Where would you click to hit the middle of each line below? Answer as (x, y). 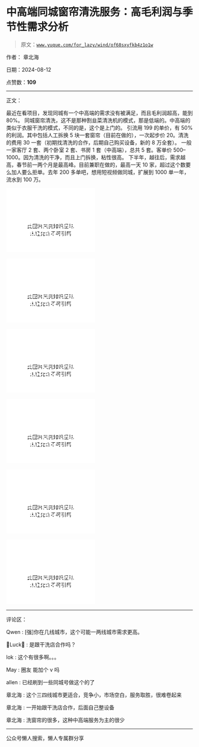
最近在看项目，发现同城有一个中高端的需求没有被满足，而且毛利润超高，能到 (99, 112)
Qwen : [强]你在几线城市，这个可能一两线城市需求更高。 (75, 632)
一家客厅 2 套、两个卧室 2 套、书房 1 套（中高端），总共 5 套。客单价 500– (96, 150)
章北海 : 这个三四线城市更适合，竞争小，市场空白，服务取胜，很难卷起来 (94, 695)
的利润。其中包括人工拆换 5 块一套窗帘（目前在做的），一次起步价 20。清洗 (97, 135)
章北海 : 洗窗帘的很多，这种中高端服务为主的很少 (65, 720)
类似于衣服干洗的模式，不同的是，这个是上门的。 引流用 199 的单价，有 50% (99, 127)
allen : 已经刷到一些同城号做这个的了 (50, 682)
